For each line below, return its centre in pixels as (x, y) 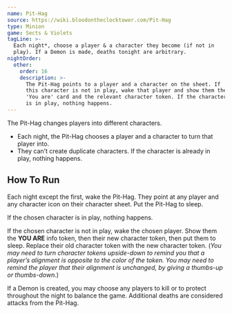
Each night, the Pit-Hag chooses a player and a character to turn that (115, 136)
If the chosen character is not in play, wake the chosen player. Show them (112, 230)
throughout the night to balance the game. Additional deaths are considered (115, 295)
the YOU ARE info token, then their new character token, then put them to (112, 238)
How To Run (33, 180)
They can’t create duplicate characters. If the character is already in (114, 151)
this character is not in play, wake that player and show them (120, 90)
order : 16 (34, 71)
